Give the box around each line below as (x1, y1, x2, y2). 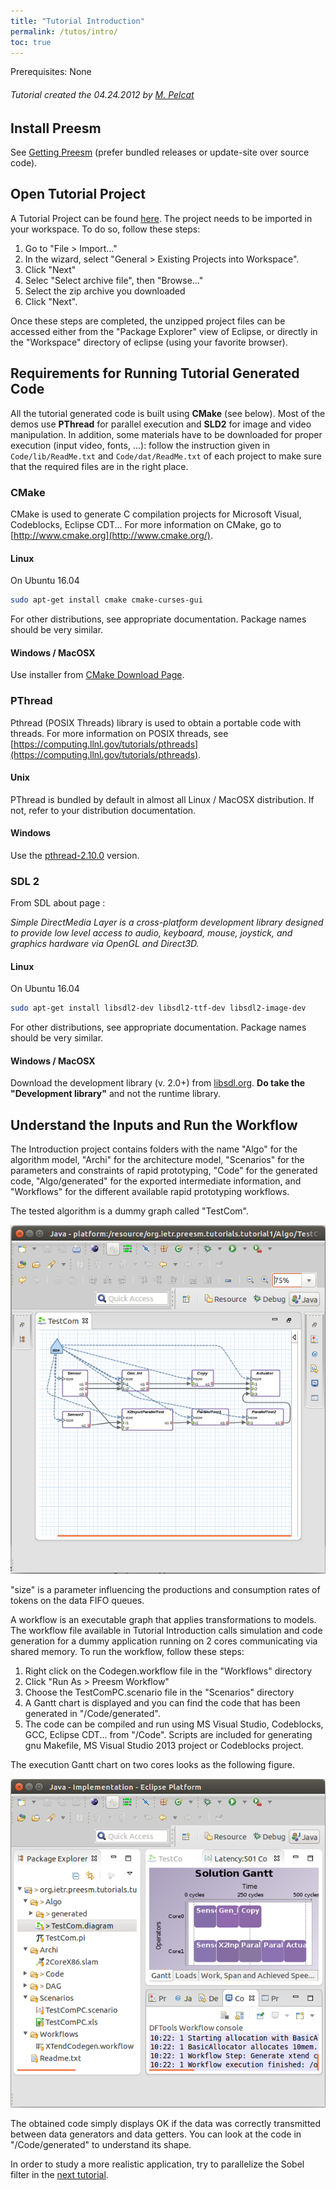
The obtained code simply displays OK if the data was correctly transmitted (10, 2117, 322, 2129)
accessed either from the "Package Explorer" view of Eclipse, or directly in (10, 325, 318, 337)
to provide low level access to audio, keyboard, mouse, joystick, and (10, 927, 293, 939)
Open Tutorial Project (10, 186, 146, 203)
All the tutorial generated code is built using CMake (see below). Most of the (10, 407, 326, 419)
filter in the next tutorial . (10, 2168, 109, 2180)
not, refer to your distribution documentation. (10, 804, 197, 816)
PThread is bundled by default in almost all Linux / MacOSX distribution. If (10, 793, 315, 805)
